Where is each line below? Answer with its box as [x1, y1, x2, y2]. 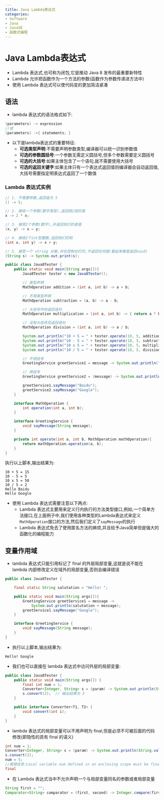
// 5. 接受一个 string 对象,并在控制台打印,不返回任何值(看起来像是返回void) [5, 249, 148, 254]
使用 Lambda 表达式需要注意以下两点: [12, 500, 88, 506]
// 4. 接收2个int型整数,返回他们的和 [5, 235, 73, 240]
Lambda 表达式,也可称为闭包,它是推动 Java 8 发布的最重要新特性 [12, 70, 143, 75]
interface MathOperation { [14, 401, 69, 406]
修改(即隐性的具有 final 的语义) [12, 734, 74, 740]
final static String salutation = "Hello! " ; [14, 586, 108, 590]
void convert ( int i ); [22, 709, 67, 714]
